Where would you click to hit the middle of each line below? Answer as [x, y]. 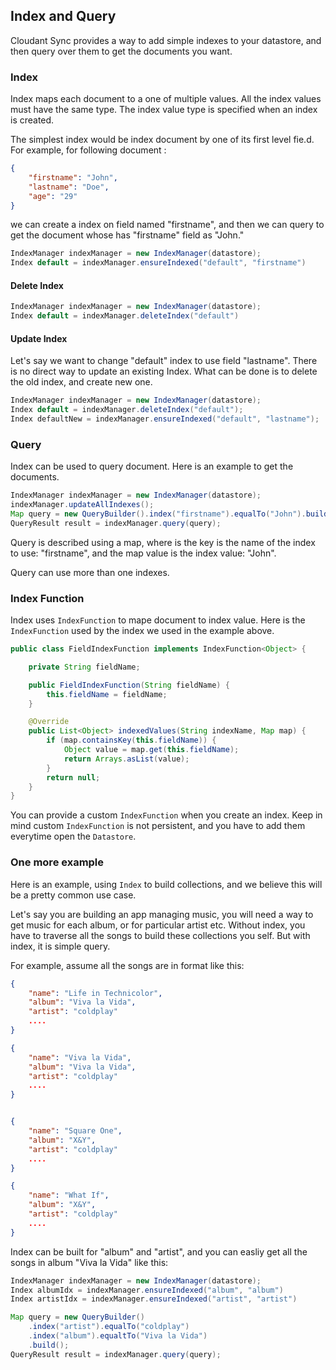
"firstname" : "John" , [73, 177]
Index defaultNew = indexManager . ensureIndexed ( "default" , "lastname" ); [165, 419]
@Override [49, 722]
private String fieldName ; [84, 667]
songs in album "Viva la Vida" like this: [89, 1262]
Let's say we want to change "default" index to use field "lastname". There [164, 361]
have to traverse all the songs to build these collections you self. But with [160, 935]
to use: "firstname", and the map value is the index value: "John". [143, 553]
